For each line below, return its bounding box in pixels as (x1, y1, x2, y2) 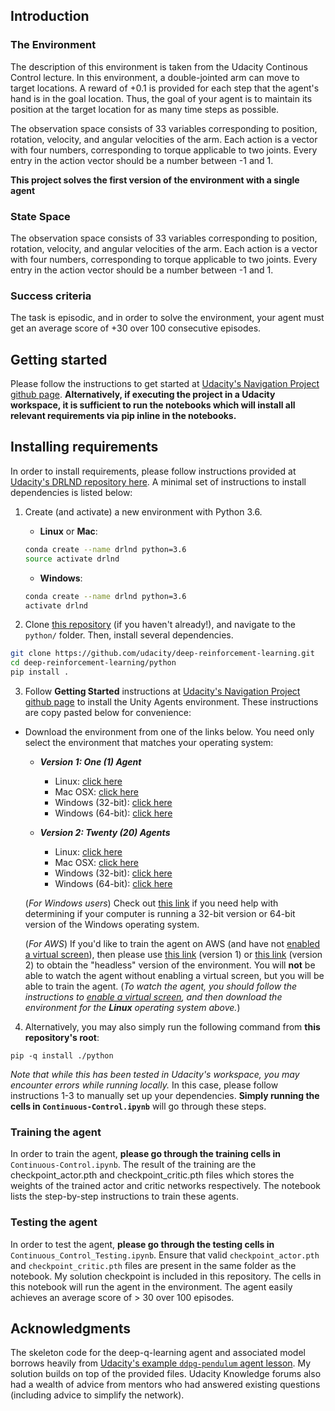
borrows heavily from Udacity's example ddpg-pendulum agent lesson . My (10, 1357, 312, 1369)
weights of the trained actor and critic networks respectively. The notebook (10, 1180, 321, 1192)
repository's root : (24, 1032, 100, 1044)
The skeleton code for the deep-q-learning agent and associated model (10, 1347, 306, 1359)
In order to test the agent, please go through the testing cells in (10, 1238, 275, 1250)
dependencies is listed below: (10, 486, 133, 498)
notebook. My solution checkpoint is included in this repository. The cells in (10, 1270, 322, 1282)
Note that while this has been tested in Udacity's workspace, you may (10, 1069, 300, 1081)
